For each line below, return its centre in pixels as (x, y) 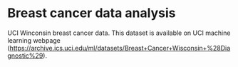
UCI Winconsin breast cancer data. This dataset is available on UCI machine (119, 33)
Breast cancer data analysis (92, 13)
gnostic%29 (25, 56)
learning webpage (34, 40)
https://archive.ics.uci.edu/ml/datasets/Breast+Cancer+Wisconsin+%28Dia (120, 48)
